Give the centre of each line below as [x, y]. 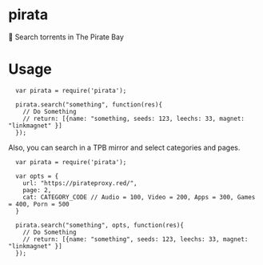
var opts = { [37, 176]
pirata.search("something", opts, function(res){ [100, 225]
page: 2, [37, 190]
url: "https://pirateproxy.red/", [80, 183]
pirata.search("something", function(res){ [89, 104]
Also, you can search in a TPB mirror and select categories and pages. [124, 147]
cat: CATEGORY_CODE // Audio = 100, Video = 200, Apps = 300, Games [139, 197]
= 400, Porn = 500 [39, 204]
